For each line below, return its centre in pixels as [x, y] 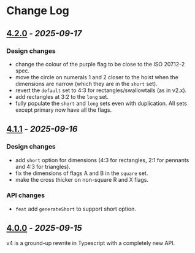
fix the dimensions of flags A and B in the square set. [82, 173]
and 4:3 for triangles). [43, 166]
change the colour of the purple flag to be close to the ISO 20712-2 [100, 64]
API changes [26, 195]
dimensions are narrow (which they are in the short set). [86, 84]
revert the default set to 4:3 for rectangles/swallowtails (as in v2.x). [101, 90]
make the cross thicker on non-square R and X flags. [82, 179]
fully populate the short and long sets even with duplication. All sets [101, 103]
